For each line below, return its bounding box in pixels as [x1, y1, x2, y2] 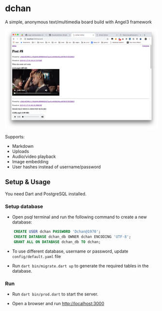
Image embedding [12, 159, 49, 165]
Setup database [5, 203, 44, 209]
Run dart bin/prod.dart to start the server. [12, 291, 98, 297]
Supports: [5, 134, 25, 140]
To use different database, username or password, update [12, 248, 129, 254]
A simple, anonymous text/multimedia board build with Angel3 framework [5, 19, 152, 25]
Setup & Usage [5, 178, 51, 186]
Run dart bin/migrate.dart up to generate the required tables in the [12, 263, 149, 269]
